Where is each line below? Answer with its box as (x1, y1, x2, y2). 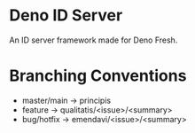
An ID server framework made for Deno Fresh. (9, 35, 178, 45)
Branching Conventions (9, 66, 187, 86)
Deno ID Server (9, 5, 123, 26)
